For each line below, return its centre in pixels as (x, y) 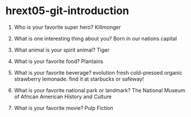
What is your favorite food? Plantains (58, 61)
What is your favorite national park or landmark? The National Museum (100, 90)
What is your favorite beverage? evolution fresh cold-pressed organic (98, 72)
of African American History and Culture (63, 96)
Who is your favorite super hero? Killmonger (67, 27)
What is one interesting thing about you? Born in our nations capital (95, 38)
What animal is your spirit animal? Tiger (62, 50)
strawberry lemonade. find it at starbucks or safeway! (79, 79)
